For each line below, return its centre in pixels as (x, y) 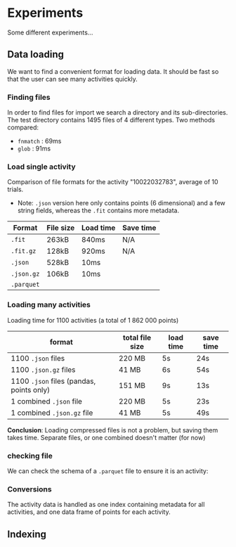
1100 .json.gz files (43, 369)
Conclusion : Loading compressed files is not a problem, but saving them (113, 430)
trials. (15, 189)
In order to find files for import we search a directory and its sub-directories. (118, 112)
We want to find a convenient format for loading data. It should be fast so (113, 71)
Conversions (29, 489)
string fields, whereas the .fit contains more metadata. (98, 211)
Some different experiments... (50, 32)
